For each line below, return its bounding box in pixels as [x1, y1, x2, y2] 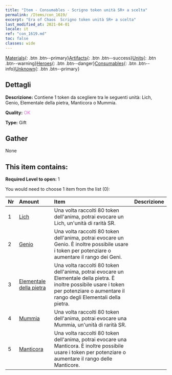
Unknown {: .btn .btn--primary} [15, 65, 80, 72]
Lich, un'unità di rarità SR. [54, 219, 116, 227]
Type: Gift [5, 119, 27, 125]
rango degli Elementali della [54, 294, 121, 301]
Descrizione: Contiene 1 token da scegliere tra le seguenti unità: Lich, [5, 94, 153, 100]
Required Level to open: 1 [5, 176, 60, 182]
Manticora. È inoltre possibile [54, 342, 124, 349]
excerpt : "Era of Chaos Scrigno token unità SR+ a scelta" [5, 17, 137, 22]
